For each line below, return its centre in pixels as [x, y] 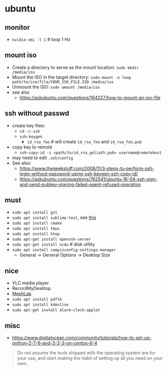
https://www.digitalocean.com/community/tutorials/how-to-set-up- [82, 338]
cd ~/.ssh [30, 131]
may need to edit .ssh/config [43, 158]
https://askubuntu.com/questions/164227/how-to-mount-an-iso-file [90, 97]
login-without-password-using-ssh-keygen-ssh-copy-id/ [79, 174]
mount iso [21, 55]
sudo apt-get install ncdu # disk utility [53, 244]
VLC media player [30, 283]
